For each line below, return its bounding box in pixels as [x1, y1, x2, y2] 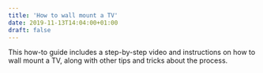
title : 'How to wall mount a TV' [8, 11, 118, 20]
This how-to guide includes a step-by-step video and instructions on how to [8, 48, 256, 57]
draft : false [8, 26, 51, 34]
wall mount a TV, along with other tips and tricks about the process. [8, 56, 228, 65]
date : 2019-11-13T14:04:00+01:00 [8, 19, 118, 27]
